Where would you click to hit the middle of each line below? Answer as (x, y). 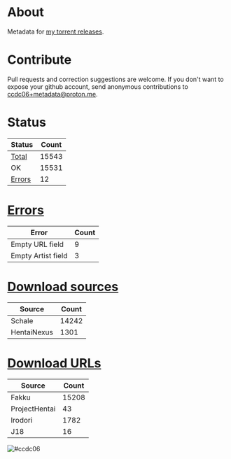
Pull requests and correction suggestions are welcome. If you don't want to (115, 79)
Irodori (22, 420)
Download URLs (54, 363)
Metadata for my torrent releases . (56, 31)
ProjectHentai (33, 409)
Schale (22, 320)
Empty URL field (37, 244)
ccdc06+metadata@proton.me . (52, 94)
